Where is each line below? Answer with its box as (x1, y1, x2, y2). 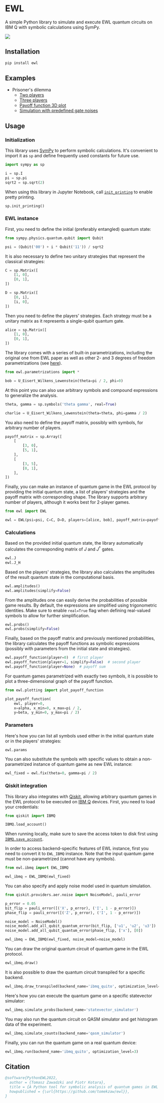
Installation (5, 47, 40, 56)
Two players (19, 92, 44, 98)
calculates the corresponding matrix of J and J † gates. (5, 545, 115, 552)
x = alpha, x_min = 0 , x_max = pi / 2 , (14, 706, 82, 711)
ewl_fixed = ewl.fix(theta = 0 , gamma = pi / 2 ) (5, 771, 97, 776)
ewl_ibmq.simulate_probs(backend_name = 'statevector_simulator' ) (5, 1007, 139, 1012)
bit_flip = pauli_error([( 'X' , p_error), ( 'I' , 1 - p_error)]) (5, 906, 137, 911)
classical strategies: (5, 258, 45, 264)
